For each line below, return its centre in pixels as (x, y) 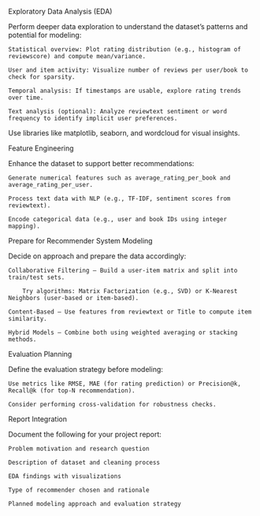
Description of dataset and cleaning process (84, 462)
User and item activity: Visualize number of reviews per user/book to (128, 70)
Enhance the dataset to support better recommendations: (101, 163)
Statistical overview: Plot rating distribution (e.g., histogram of (125, 50)
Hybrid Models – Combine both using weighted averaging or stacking (123, 332)
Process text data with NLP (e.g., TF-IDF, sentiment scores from (119, 199)
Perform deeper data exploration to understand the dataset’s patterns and (128, 26)
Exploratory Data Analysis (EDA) (60, 11)
